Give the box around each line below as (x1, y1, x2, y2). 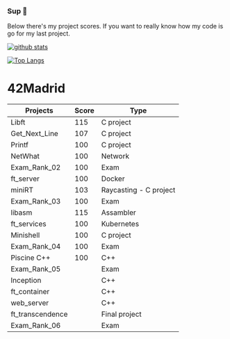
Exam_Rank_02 (10, 163, 61, 172)
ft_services (10, 219, 47, 229)
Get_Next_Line (10, 129, 59, 138)
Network (101, 151, 130, 161)
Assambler (101, 208, 137, 217)
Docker (101, 174, 125, 183)
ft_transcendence (10, 309, 68, 319)
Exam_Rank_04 (10, 242, 61, 251)
